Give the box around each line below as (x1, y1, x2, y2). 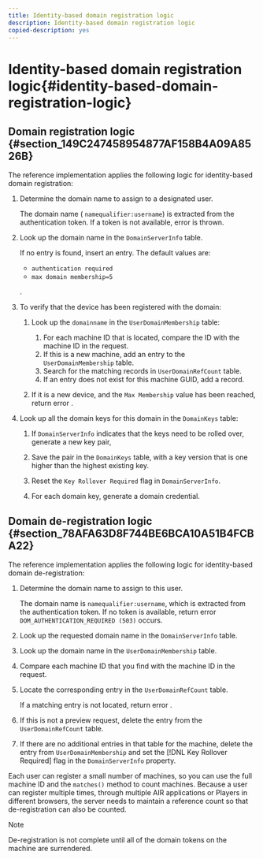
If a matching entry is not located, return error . (19, 701, 172, 710)
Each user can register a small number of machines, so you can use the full (8, 772, 253, 781)
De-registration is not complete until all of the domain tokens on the (8, 835, 227, 845)
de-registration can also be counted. (8, 805, 128, 814)
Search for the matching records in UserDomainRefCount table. (43, 366, 242, 376)
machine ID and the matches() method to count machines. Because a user (8, 779, 248, 789)
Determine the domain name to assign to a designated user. (19, 194, 214, 203)
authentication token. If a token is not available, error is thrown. (19, 218, 224, 227)
